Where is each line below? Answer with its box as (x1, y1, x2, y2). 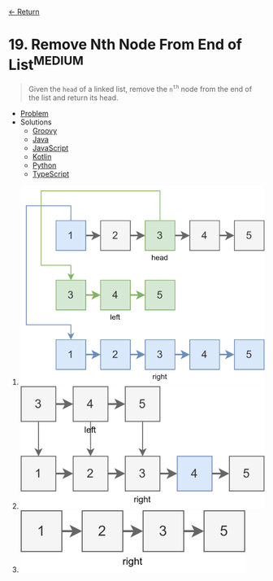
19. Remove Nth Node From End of (8, 36, 242, 54)
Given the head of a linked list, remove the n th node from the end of (28, 84, 253, 94)
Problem (19, 108, 49, 118)
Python (32, 160, 57, 170)
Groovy (32, 125, 58, 135)
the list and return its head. (28, 93, 119, 103)
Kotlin (32, 151, 52, 161)
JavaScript (32, 142, 69, 153)
